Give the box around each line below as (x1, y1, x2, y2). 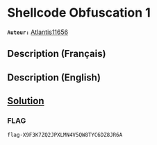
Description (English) (7, 71, 101, 83)
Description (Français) (7, 48, 106, 60)
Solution (7, 95, 44, 107)
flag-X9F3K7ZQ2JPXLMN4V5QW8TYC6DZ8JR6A (7, 132, 123, 139)
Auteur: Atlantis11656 (7, 28, 68, 36)
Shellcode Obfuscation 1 (7, 5, 151, 21)
